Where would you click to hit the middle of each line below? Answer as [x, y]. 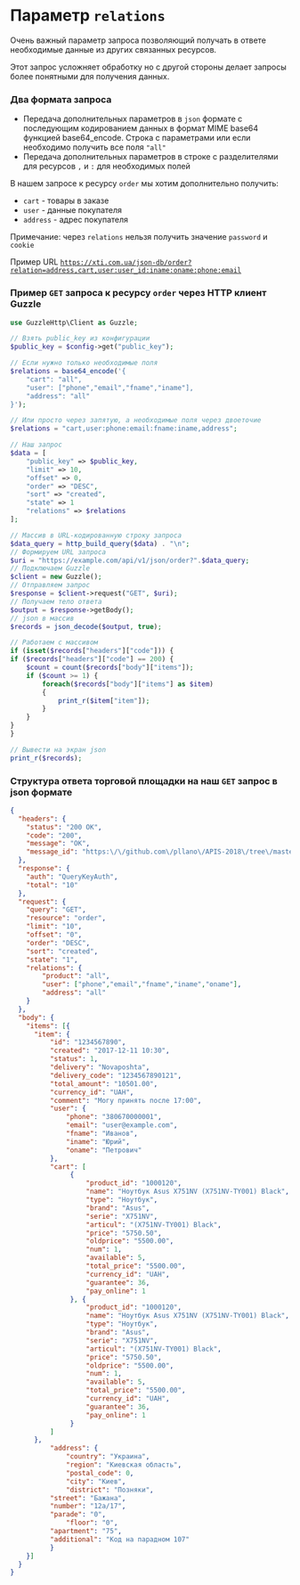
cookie [22, 246]
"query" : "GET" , [57, 910]
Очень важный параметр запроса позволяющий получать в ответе [138, 40]
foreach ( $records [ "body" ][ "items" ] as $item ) [128, 684]
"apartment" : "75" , [86, 1532]
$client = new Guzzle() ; [56, 577]
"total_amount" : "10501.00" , [104, 1083]
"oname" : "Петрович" [104, 1150]
